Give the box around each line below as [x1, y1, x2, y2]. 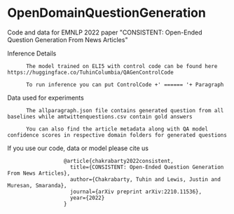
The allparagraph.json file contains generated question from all [25, 107, 224, 114]
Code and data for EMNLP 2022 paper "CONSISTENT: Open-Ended [7, 28, 202, 36]
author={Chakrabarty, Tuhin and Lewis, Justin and [69, 175, 221, 183]
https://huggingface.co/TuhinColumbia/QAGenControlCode [7, 69, 174, 76]
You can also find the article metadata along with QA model [25, 125, 209, 133]
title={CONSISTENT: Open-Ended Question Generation [69, 163, 224, 170]
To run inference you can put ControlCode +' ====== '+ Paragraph [25, 81, 224, 88]
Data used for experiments [7, 93, 84, 102]
